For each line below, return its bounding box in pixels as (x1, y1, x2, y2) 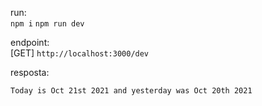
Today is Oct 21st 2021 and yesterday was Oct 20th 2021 (10, 86, 253, 96)
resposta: (10, 67, 50, 78)
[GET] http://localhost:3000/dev (10, 47, 150, 59)
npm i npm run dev (10, 19, 85, 29)
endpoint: (10, 37, 50, 48)
